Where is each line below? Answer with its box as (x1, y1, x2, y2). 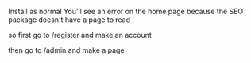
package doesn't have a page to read (8, 15, 131, 24)
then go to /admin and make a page (8, 46, 125, 54)
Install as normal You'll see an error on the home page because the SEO (8, 7, 244, 16)
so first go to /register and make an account (8, 31, 153, 39)
